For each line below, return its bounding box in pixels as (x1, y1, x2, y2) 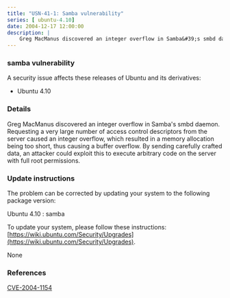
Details (7, 104, 31, 114)
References (7, 268, 47, 277)
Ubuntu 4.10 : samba (7, 210, 65, 218)
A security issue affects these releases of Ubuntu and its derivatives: (7, 73, 201, 82)
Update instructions (7, 173, 75, 183)
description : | (7, 29, 51, 36)
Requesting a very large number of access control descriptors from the (7, 127, 207, 135)
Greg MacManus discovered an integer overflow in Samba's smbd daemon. (7, 119, 220, 128)
